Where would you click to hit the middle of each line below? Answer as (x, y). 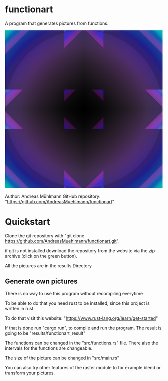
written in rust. (20, 308)
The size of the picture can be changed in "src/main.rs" (62, 358)
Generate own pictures (42, 281)
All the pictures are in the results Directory (49, 265)
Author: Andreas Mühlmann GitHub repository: (53, 196)
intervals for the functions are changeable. (49, 348)
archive (13, 256)
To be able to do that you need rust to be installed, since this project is (77, 303)
